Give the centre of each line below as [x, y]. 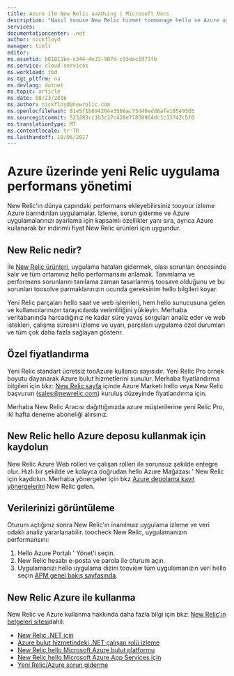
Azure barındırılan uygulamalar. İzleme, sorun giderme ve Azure [99, 213]
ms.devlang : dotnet [36, 85]
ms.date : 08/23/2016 [37, 98]
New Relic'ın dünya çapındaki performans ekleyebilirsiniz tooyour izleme [111, 206]
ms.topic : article [34, 91]
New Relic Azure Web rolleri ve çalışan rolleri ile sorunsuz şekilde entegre [112, 464]
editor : [18, 53]
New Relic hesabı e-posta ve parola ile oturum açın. [91, 561]
